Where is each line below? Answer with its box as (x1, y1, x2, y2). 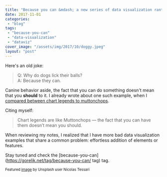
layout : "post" (5, 49, 37, 54)
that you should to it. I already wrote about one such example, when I (5, 92, 148, 98)
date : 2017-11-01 (5, 12, 41, 17)
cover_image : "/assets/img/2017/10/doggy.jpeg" (5, 44, 106, 49)
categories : (5, 16, 30, 21)
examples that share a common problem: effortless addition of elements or (5, 137, 158, 143)
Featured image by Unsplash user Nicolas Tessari (5, 167, 90, 172)
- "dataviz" (7, 40, 32, 45)
